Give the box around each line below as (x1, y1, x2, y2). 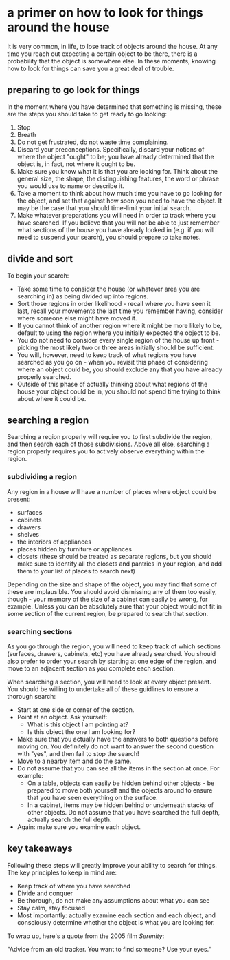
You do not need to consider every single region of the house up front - (16, 336, 220, 344)
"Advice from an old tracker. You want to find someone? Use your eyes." (7, 945, 211, 953)
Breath (16, 130, 36, 139)
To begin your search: (7, 271, 69, 280)
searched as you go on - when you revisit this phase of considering (16, 358, 208, 366)
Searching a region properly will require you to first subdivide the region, (7, 433, 213, 441)
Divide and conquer (16, 889, 73, 897)
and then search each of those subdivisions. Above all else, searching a (7, 440, 211, 449)
